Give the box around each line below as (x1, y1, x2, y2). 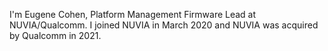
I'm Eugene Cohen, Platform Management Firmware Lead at (9, 9, 257, 20)
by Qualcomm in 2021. (9, 30, 102, 41)
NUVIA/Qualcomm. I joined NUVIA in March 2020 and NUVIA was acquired (9, 19, 319, 31)
